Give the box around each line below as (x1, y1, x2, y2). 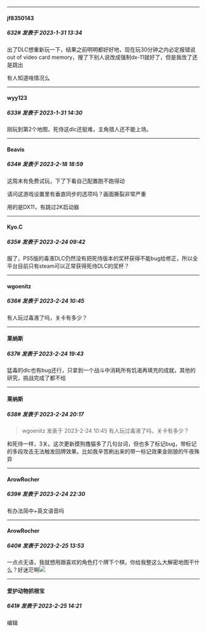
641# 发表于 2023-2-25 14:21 (7, 602, 82, 610)
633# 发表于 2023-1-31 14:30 (7, 109, 83, 116)
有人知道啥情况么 (7, 74, 50, 82)
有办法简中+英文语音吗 (7, 507, 65, 514)
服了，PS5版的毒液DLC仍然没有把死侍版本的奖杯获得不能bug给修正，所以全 (7, 255, 198, 262)
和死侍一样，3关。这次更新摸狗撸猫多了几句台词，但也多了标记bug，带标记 (7, 440, 197, 447)
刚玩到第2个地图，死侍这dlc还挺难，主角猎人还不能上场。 (7, 126, 152, 133)
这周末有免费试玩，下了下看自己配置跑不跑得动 (7, 177, 125, 185)
